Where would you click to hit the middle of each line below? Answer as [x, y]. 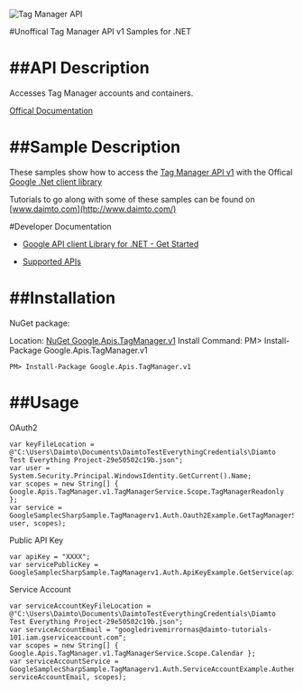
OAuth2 [23, 427]
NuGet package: [40, 323]
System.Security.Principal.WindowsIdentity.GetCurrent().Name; [131, 476]
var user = [30, 468]
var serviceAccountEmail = [60, 629]
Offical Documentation [51, 110]
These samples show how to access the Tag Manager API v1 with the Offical [151, 172]
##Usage [44, 402]
